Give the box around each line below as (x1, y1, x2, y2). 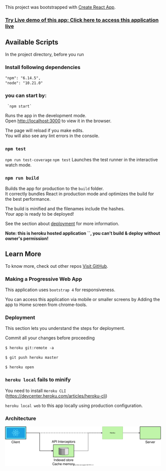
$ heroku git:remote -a (5, 345, 54, 351)
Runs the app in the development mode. (5, 113, 86, 119)
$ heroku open (5, 365, 35, 370)
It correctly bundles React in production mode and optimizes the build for (5, 191, 154, 197)
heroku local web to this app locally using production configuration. (5, 402, 143, 408)
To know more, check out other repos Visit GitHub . (5, 263, 109, 269)
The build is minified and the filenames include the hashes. (5, 206, 125, 212)
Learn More (5, 250, 41, 258)
